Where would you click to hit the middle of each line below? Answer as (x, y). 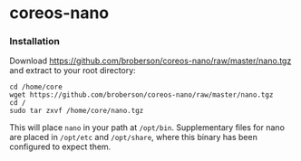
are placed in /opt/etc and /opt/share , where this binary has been (134, 137)
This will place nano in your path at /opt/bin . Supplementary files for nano (147, 128)
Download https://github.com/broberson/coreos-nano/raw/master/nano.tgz (150, 61)
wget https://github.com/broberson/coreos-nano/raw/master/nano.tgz (141, 95)
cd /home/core (36, 87)
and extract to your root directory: (73, 71)
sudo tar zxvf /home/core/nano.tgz (77, 111)
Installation (35, 42)
